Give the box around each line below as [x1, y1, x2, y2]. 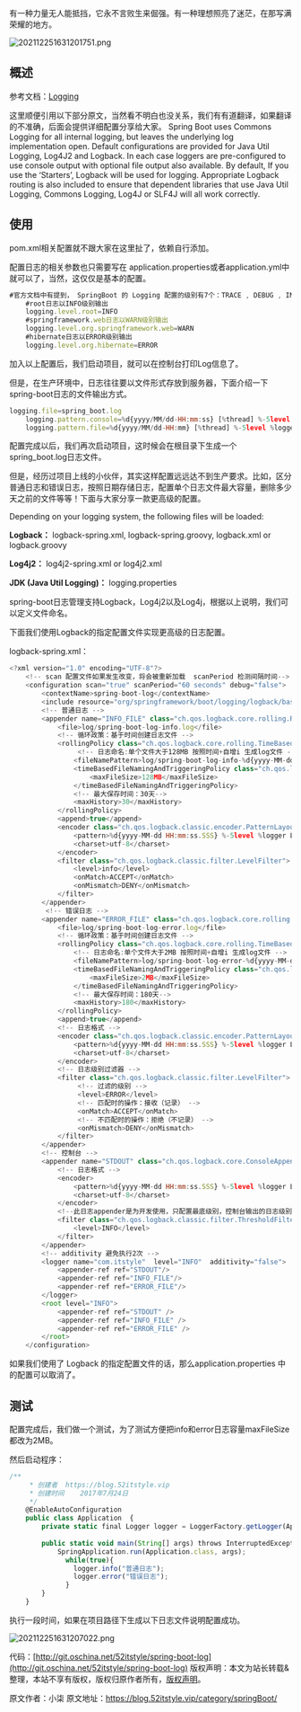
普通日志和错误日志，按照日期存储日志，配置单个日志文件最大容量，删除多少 [9, 482, 292, 492]
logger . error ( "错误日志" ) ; [73, 1572, 168, 1582]
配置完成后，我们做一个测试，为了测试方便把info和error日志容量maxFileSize [9, 1424, 290, 1434]
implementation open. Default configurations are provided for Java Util [9, 140, 271, 151]
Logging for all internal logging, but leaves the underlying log [9, 131, 235, 142]
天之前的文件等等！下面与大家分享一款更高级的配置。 [9, 493, 206, 504]
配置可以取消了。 [16, 1370, 81, 1380]
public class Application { [25, 1513, 134, 1523]
